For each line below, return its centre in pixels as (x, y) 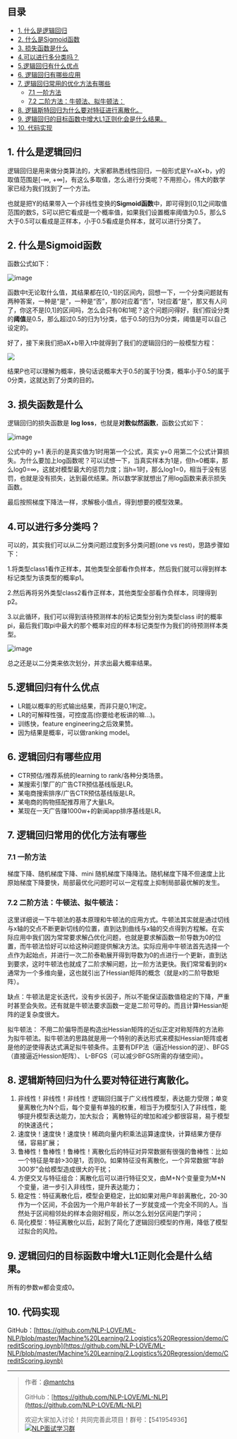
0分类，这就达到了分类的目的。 (53, 380)
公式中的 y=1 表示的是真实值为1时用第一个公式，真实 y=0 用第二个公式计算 (115, 452)
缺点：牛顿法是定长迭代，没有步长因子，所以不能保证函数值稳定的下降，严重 (119, 997)
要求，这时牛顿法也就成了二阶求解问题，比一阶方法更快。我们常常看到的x (120, 963)
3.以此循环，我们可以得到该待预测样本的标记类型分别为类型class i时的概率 (115, 617)
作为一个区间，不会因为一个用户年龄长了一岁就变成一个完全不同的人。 (120, 1205)
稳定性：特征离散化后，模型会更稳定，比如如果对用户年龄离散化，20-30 (122, 1196)
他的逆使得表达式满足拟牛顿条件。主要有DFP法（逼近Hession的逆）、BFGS (121, 1047)
